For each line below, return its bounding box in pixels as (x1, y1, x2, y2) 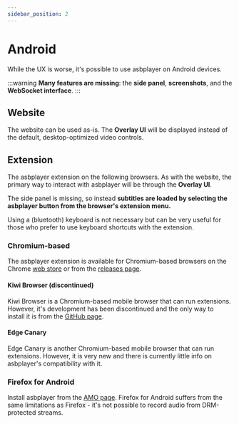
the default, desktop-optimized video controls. (7, 133, 144, 142)
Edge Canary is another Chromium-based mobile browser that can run (7, 343, 215, 353)
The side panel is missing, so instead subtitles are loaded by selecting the (7, 194, 228, 203)
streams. (37, 408, 63, 417)
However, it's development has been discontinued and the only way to (7, 304, 214, 313)
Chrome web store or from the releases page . (7, 264, 141, 273)
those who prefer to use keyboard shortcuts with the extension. (7, 223, 194, 232)
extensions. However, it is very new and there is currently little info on (7, 351, 212, 360)
